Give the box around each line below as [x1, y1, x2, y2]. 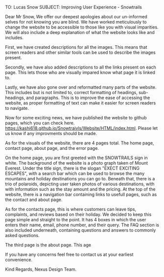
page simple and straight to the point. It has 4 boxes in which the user [5, 217, 146, 222]
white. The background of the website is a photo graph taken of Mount [5, 160, 148, 166]
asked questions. [5, 233, 40, 238]
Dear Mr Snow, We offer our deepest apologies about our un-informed [5, 14, 147, 19]
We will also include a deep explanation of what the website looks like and [5, 30, 155, 35]
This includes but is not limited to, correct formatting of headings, [5, 90, 137, 95]
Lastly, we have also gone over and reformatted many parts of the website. [5, 84, 157, 90]
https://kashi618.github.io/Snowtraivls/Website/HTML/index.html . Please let [5, 125, 158, 131]
